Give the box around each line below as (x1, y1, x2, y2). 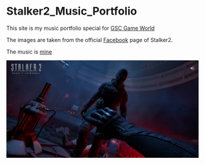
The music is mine (6, 48, 52, 55)
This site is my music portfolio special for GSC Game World (6, 24, 155, 32)
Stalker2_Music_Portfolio (6, 4, 137, 18)
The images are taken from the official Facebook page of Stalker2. (6, 36, 173, 43)
